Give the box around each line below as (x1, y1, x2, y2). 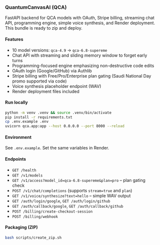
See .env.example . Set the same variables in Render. (5, 145, 110, 151)
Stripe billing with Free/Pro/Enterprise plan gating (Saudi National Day (12, 73, 151, 79)
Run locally (5, 99, 28, 105)
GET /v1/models (12, 173, 43, 178)
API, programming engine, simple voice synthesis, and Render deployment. (5, 20, 155, 26)
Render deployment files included (12, 88, 80, 94)
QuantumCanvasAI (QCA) (5, 4, 67, 11)
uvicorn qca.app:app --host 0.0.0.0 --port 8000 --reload (5, 124, 125, 129)
